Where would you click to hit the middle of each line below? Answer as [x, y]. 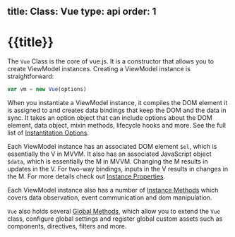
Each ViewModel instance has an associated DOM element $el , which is [112, 147]
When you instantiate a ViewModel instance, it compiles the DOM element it [117, 103]
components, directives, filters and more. [67, 226]
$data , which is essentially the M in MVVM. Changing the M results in [108, 162]
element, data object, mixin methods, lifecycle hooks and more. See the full [116, 126]
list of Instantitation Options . [48, 133]
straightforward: [31, 76]
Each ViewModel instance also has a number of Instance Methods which [113, 190]
